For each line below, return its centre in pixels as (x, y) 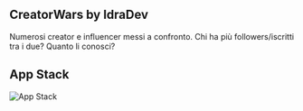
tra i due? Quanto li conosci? (62, 46)
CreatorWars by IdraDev (79, 15)
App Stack (39, 74)
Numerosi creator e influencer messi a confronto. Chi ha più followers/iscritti (152, 36)
